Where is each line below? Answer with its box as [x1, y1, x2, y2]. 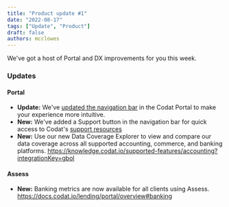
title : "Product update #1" [7, 10, 88, 17]
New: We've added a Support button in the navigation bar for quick [16, 118, 207, 126]
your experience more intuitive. [16, 111, 106, 119]
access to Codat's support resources [16, 125, 122, 133]
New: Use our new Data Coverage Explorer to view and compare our [16, 133, 211, 141]
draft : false [7, 29, 45, 36]
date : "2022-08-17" [7, 16, 63, 23]
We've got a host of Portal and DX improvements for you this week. [7, 54, 197, 62]
